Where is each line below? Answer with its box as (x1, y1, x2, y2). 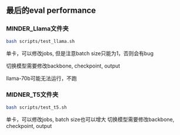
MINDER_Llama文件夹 (6, 25, 69, 33)
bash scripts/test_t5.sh (6, 104, 67, 110)
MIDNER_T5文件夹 (6, 90, 59, 99)
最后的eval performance (6, 5, 96, 16)
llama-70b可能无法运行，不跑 (6, 75, 78, 82)
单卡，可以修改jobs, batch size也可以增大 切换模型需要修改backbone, (6, 116, 175, 123)
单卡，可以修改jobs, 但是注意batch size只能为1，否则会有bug (6, 49, 154, 57)
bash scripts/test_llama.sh (6, 38, 75, 44)
